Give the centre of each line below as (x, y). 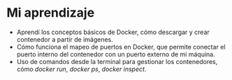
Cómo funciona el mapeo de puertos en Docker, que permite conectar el (121, 47)
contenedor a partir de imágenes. (65, 39)
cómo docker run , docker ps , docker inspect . (81, 69)
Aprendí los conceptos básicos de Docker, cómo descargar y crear (113, 32)
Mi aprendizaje (51, 13)
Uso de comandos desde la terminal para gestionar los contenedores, (117, 61)
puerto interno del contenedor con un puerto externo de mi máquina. (116, 54)
